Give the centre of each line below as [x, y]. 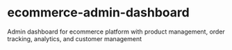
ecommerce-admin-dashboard [98, 13]
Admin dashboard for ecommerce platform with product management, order [116, 32]
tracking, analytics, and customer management [75, 38]
